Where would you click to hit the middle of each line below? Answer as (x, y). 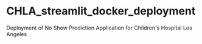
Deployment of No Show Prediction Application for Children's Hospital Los (99, 28)
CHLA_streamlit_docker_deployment (101, 11)
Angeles (17, 34)
